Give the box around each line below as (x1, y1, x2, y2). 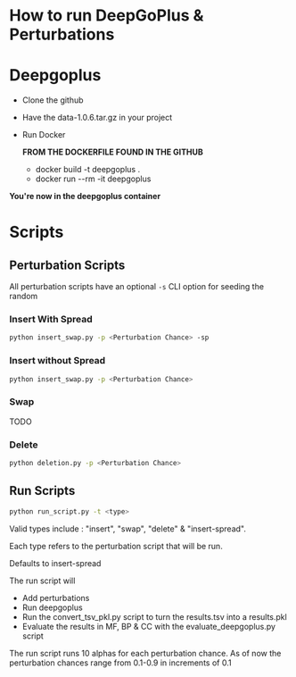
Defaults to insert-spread (9, 557, 102, 568)
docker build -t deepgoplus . (35, 164, 141, 175)
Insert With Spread (9, 313, 94, 326)
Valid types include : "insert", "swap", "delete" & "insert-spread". (9, 523, 247, 534)
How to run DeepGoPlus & (9, 5, 204, 26)
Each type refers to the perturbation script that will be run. (9, 540, 223, 551)
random (9, 291, 38, 302)
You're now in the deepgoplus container (9, 191, 161, 202)
